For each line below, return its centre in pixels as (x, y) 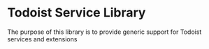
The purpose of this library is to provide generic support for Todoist (104, 32)
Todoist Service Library (77, 13)
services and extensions (42, 39)
